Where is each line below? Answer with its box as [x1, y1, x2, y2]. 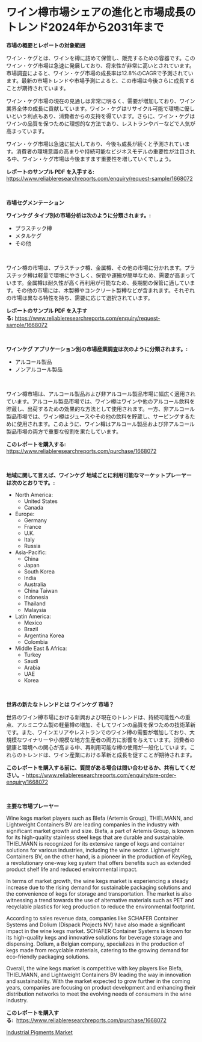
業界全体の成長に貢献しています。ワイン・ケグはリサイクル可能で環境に [6, 105, 185, 112]
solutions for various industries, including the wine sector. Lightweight [6, 846, 180, 853]
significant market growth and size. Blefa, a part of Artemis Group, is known [6, 827, 194, 834]
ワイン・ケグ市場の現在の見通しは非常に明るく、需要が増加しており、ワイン [6, 97, 195, 104]
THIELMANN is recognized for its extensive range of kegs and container [6, 840, 185, 847]
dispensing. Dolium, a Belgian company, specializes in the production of [6, 940, 185, 947]
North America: [14, 491, 53, 498]
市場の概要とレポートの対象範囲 [6, 42, 85, 49]
